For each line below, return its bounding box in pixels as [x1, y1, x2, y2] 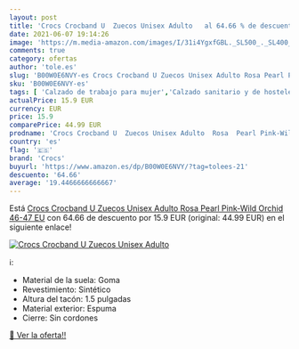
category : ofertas [9, 54, 77, 63]
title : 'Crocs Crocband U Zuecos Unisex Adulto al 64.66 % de [9, 21, 256, 30]
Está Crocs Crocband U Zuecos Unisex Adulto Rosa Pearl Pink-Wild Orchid [9, 203, 284, 214]
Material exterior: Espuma [21, 304, 117, 314]
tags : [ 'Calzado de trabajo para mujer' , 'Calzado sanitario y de [9, 87, 261, 96]
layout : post [9, 12, 58, 22]
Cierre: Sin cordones [21, 312, 99, 323]
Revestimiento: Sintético [21, 284, 111, 295]
